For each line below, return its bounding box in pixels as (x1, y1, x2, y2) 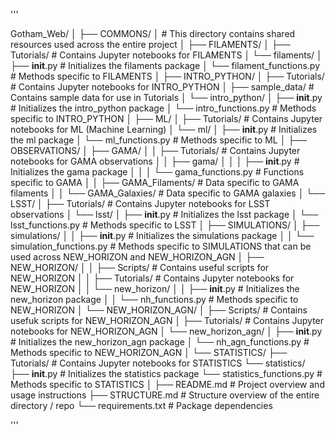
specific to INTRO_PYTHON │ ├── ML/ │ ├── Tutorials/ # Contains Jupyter (10, 113, 323, 124)
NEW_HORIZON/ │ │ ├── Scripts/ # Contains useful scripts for (10, 262, 270, 273)
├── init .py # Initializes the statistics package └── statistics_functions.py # (10, 368, 323, 379)
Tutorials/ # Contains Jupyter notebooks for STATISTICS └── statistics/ (10, 357, 306, 369)
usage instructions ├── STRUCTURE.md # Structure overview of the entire (10, 389, 320, 401)
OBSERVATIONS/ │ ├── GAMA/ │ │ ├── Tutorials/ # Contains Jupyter (10, 145, 301, 156)
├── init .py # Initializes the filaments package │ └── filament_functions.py (10, 60, 321, 71)
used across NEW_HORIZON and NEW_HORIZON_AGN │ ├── (10, 251, 265, 263)
